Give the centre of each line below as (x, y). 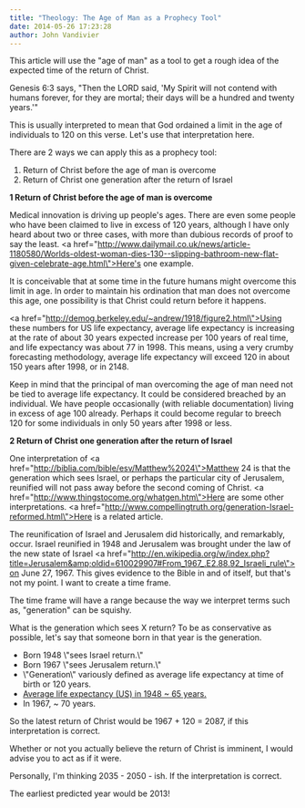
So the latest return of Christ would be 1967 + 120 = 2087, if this (129, 721)
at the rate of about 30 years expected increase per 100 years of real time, (149, 337)
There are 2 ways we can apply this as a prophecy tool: (113, 152)
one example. (168, 264)
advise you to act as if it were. (66, 759)
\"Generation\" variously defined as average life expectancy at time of (153, 675)
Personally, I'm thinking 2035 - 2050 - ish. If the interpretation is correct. (146, 776)
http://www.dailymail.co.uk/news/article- (174, 244)
